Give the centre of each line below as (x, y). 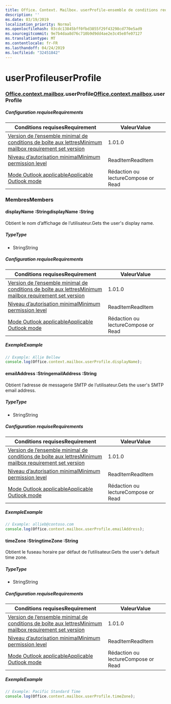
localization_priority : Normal (38, 24)
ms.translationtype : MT (31, 39)
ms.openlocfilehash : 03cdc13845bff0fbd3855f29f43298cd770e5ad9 (74, 29)
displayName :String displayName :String (50, 212)
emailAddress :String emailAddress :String (51, 373)
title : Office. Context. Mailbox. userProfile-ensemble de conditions (82, 10)
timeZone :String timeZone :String (42, 540)
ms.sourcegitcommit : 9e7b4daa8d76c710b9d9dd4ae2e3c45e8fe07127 (74, 34)
